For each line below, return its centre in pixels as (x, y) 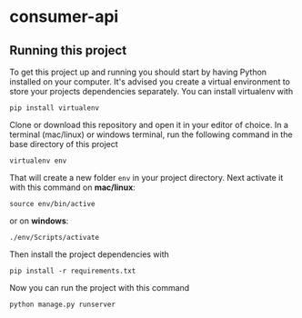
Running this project (68, 50)
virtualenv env (38, 161)
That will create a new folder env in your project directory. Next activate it (146, 178)
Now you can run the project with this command (100, 288)
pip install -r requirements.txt (73, 271)
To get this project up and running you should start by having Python (138, 72)
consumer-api (64, 17)
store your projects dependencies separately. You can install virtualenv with (151, 91)
